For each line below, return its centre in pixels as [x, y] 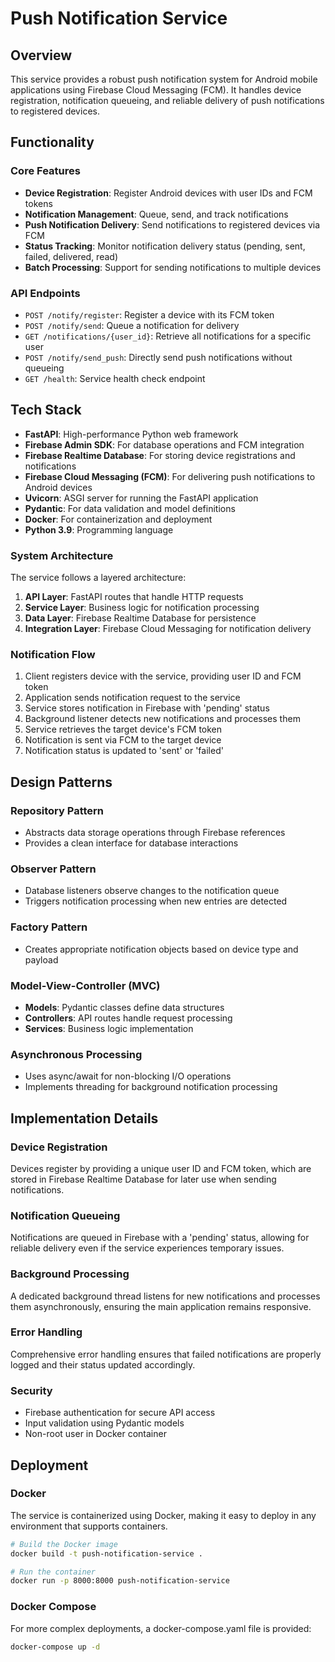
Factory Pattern [49, 927]
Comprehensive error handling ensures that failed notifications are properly [166, 1354]
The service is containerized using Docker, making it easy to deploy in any [163, 1515]
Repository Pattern [57, 810]
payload [41, 959]
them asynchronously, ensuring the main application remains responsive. [161, 1306]
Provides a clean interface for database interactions [131, 843]
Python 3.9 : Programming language [99, 529]
